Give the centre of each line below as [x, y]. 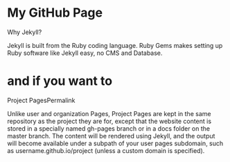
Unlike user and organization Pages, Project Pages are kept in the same [109, 113]
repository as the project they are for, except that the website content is [109, 121]
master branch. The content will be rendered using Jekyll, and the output [111, 136]
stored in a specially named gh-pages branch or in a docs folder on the [108, 128]
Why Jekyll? [25, 32]
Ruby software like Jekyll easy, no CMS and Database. [85, 53]
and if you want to [60, 81]
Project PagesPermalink [41, 100]
